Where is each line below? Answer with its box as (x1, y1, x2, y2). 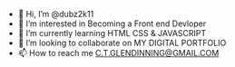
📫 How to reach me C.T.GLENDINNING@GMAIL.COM (17, 48, 220, 58)
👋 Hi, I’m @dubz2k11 (17, 9, 94, 19)
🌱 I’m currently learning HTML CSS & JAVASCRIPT (17, 28, 207, 38)
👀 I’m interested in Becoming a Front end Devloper (17, 18, 207, 29)
